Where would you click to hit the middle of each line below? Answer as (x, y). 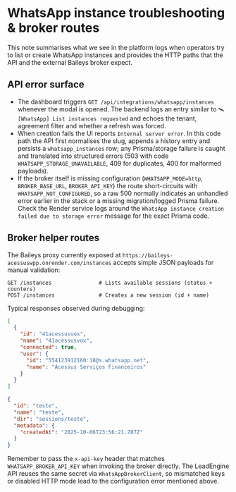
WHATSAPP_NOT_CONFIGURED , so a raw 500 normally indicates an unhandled (123, 193)
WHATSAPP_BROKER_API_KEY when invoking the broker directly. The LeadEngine (118, 466)
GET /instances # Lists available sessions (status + (110, 283)
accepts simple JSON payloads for (163, 262)
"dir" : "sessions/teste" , (52, 419)
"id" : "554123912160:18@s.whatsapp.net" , (88, 360)
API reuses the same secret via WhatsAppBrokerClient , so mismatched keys (116, 474)
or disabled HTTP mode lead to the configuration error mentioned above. (113, 481)
